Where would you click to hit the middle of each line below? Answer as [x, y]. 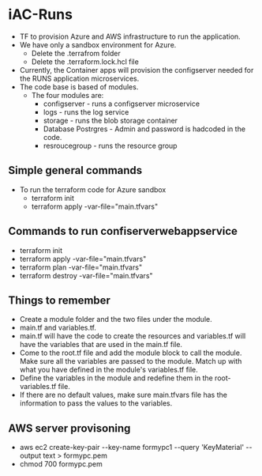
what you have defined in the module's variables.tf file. [109, 370]
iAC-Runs [41, 15]
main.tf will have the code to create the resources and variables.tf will [133, 336]
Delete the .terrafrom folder [76, 53]
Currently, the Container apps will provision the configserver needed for [137, 70]
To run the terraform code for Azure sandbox [93, 189]
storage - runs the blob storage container [110, 120]
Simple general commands [75, 170]
